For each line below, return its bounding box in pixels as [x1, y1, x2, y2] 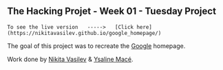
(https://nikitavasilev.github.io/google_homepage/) [7, 30, 162, 36]
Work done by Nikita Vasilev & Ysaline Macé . [7, 55, 134, 63]
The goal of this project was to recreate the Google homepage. [7, 41, 186, 50]
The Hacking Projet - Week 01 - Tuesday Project [7, 5, 217, 17]
